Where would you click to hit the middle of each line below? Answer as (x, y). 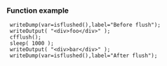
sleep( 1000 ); (32, 44)
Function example (38, 11)
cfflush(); (25, 37)
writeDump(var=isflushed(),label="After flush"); (83, 56)
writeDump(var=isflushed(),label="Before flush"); (85, 25)
